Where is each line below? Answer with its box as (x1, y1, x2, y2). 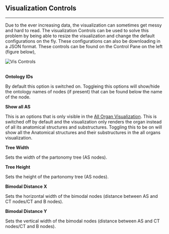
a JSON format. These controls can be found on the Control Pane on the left (5, 43, 163, 49)
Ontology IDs (5, 73, 33, 79)
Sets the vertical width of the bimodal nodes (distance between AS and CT (5, 218, 160, 224)
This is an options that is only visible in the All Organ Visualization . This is (5, 113, 157, 120)
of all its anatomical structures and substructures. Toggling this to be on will (5, 124, 162, 130)
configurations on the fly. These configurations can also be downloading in (5, 38, 161, 44)
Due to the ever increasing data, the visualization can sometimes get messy (5, 22, 162, 28)
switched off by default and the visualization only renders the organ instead (5, 119, 162, 125)
